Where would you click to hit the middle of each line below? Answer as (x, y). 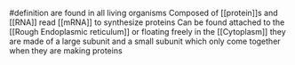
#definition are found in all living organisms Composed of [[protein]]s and (144, 13)
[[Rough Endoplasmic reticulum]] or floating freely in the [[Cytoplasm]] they (147, 32)
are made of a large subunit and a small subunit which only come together (145, 41)
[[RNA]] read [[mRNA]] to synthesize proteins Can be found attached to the (147, 22)
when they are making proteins (66, 51)
